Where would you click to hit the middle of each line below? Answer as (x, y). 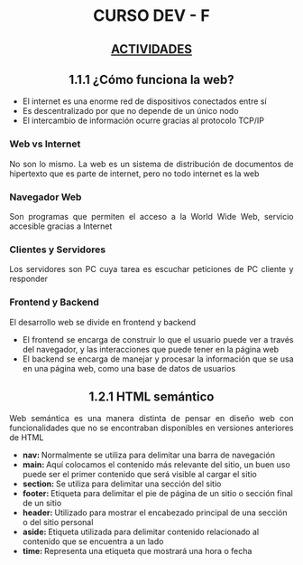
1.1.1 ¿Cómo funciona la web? (151, 79)
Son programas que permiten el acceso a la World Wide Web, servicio (151, 216)
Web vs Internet (45, 144)
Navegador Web (46, 197)
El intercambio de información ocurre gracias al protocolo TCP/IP (143, 121)
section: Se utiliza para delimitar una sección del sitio (122, 484)
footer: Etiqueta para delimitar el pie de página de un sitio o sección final (157, 494)
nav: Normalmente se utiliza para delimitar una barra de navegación (148, 455)
